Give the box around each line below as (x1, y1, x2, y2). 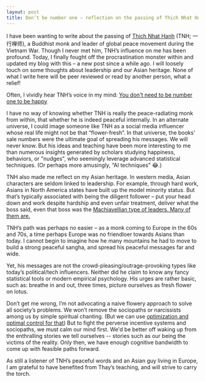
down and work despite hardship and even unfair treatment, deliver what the (6, 199, 199, 207)
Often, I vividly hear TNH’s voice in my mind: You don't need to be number (6, 91, 193, 98)
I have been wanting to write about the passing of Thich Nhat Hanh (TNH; (6, 32, 192, 40)
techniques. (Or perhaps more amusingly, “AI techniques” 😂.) (6, 161, 162, 169)
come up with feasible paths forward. (6, 345, 101, 352)
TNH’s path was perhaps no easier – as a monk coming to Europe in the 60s (6, 224, 197, 231)
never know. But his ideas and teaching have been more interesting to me (6, 142, 191, 149)
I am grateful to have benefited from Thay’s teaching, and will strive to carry (6, 363, 197, 370)
